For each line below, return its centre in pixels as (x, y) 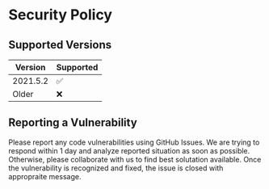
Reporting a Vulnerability (73, 123)
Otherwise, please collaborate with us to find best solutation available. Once (135, 159)
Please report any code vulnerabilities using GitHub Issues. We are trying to (134, 142)
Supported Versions (60, 45)
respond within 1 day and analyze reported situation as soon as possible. (129, 150)
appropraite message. (45, 176)
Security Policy (61, 15)
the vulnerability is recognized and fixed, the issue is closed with (116, 168)
